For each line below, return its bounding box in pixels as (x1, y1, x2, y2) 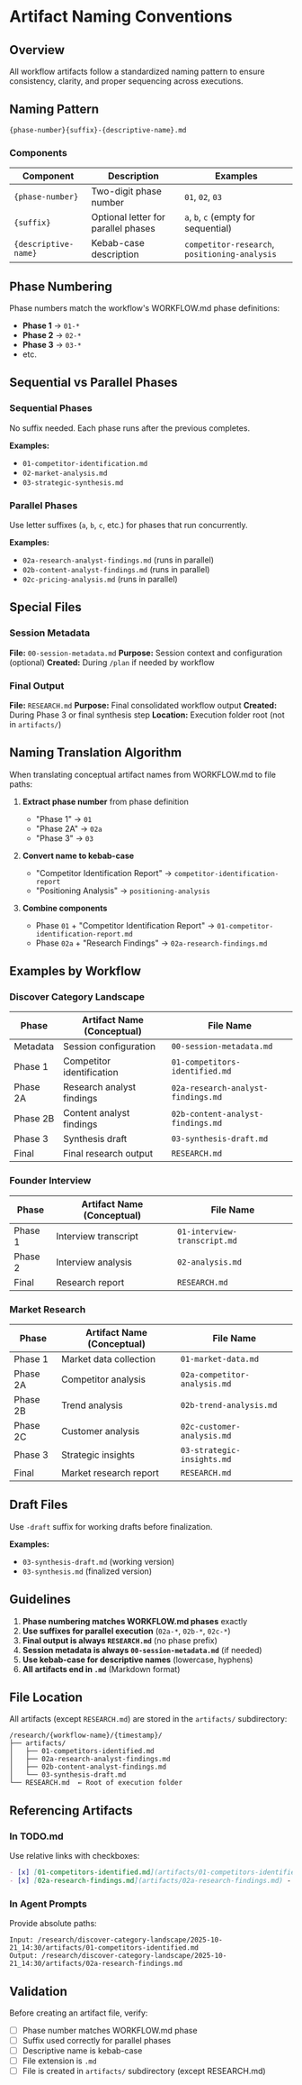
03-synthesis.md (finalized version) (22, 1566, 153, 1577)
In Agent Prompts (9, 1898, 87, 1910)
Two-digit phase (91, 185, 162, 197)
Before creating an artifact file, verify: (9, 2007, 148, 2018)
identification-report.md (35, 929, 133, 938)
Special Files (9, 599, 83, 615)
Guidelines (9, 1592, 71, 1607)
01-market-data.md (180, 1354, 259, 1364)
